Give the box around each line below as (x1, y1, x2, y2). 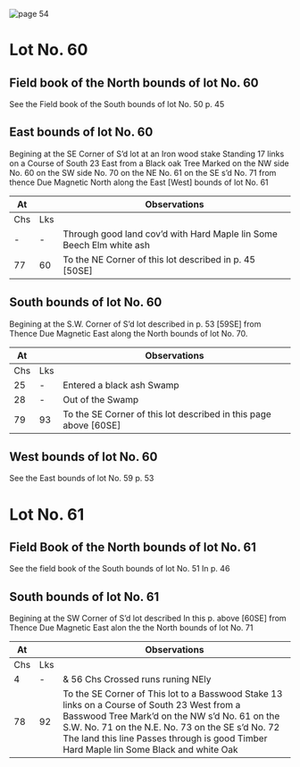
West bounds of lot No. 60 (9, 449, 158, 464)
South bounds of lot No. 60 (9, 295, 162, 310)
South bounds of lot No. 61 (9, 589, 160, 604)
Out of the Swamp (62, 393, 139, 405)
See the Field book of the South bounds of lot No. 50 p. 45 (9, 99, 225, 109)
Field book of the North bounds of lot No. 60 (9, 75, 259, 90)
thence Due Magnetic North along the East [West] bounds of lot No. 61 (9, 177, 270, 188)
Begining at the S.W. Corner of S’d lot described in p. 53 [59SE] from (9, 318, 262, 329)
